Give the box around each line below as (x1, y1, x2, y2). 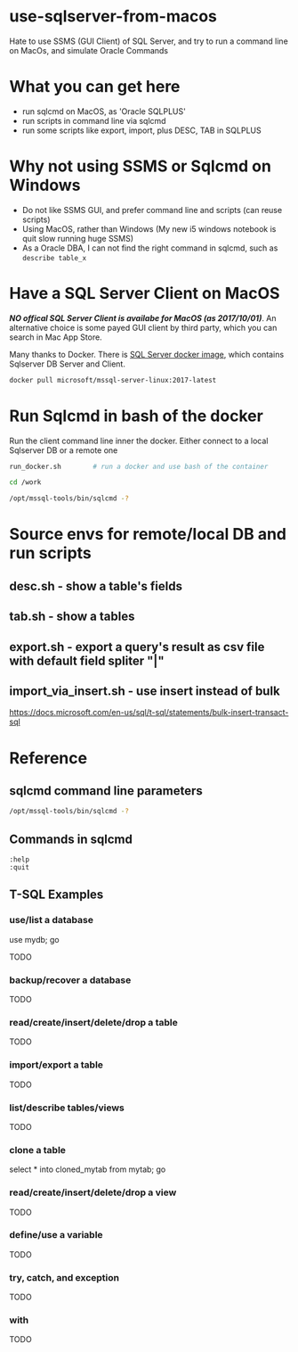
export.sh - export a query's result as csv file (9, 639, 265, 655)
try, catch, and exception (9, 1271, 120, 1283)
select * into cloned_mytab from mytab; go (9, 1164, 166, 1175)
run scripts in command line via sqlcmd (21, 115, 166, 126)
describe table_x (21, 253, 87, 262)
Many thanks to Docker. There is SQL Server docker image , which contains (9, 349, 285, 359)
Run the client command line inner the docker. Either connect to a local (9, 435, 269, 446)
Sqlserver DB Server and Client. (9, 359, 126, 369)
